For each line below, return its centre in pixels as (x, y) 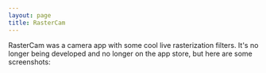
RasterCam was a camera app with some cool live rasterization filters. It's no (133, 45)
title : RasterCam (37, 23)
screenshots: (29, 62)
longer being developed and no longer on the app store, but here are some (130, 53)
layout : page (30, 15)
